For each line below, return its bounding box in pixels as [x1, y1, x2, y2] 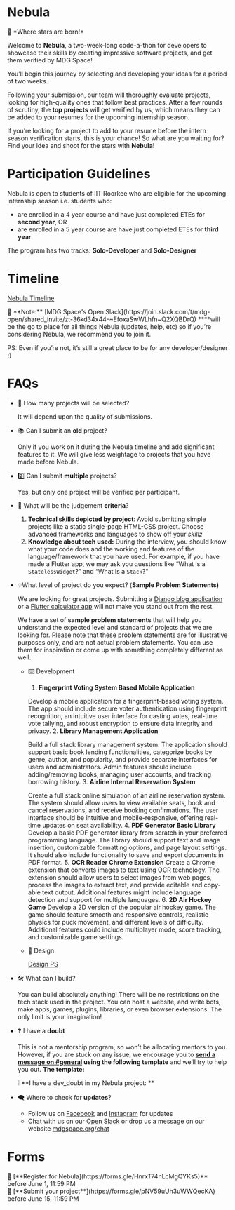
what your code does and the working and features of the [27, 544, 195, 553]
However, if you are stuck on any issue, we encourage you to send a [17, 1050, 216, 1058]
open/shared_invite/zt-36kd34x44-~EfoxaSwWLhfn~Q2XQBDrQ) [7, 315, 196, 323]
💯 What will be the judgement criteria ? [17, 501, 129, 509]
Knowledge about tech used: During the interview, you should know [27, 537, 227, 546]
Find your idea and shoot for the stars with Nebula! [7, 141, 156, 149]
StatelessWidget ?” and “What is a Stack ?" [27, 567, 149, 575]
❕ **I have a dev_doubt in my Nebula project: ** [17, 1078, 155, 1087]
